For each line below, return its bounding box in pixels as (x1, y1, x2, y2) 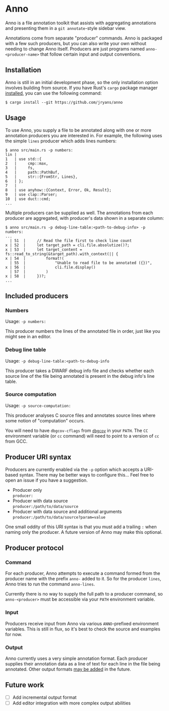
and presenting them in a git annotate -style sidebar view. (5, 25, 126, 31)
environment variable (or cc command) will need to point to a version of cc (5, 432, 159, 439)
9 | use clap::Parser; (5, 192, 58, 197)
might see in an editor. (5, 334, 51, 340)
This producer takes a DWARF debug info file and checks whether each (5, 368, 154, 374)
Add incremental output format (12, 694, 77, 700)
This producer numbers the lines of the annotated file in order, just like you (5, 328, 160, 334)
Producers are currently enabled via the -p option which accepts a (5, 466, 143, 472)
